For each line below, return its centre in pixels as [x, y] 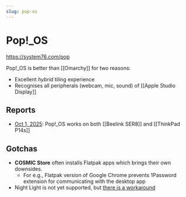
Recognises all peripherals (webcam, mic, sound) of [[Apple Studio [95, 85]
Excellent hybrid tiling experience [55, 79]
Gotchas [22, 149]
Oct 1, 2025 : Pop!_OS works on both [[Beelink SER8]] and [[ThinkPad [97, 124]
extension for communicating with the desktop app [84, 181]
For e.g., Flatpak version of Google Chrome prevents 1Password [100, 175]
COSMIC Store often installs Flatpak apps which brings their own [92, 163]
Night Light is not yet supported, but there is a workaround [85, 188]
